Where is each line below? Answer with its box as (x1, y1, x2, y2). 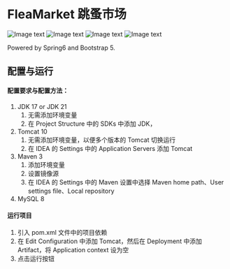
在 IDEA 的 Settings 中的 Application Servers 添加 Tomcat (27, 144, 193, 152)
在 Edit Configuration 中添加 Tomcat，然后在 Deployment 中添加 (17, 237, 203, 245)
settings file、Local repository (27, 187, 115, 195)
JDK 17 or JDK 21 (17, 102, 68, 110)
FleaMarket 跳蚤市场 (7, 6, 127, 22)
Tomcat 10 (17, 127, 48, 136)
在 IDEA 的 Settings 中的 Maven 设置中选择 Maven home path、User (27, 177, 224, 186)
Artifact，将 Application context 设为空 (17, 245, 129, 254)
